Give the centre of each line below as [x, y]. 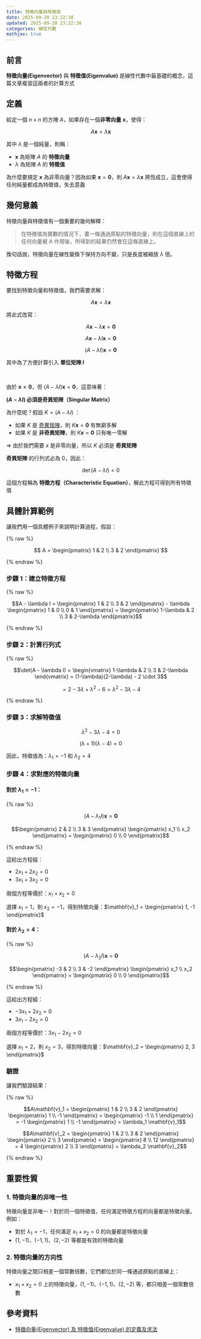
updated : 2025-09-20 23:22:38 [44, 23]
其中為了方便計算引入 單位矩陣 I [45, 363]
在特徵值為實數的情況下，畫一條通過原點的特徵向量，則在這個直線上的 [108, 234]
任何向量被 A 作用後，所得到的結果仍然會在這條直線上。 [90, 241]
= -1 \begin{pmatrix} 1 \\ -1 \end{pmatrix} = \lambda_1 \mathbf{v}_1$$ [101, 1122]
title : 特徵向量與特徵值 [34, 12]
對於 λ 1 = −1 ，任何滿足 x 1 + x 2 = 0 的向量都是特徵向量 [81, 1232]
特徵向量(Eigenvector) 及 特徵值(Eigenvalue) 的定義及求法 [86, 1329]
